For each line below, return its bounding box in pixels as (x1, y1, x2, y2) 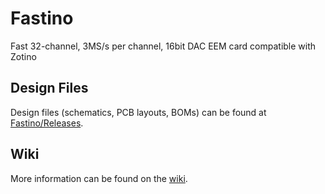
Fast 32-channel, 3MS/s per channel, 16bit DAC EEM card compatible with (10, 40, 317, 52)
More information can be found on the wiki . (10, 172, 188, 184)
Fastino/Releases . (10, 117, 84, 129)
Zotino (10, 50, 37, 62)
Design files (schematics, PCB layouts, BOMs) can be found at (10, 106, 267, 118)
